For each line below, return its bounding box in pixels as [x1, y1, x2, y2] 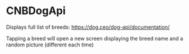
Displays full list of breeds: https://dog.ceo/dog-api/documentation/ [6, 23, 170, 31]
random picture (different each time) [6, 41, 94, 48]
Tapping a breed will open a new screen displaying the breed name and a [6, 35, 184, 42]
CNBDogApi [6, 4, 66, 18]
